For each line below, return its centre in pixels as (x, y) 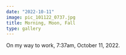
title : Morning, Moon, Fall (41, 23)
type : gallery (24, 28)
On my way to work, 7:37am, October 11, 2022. (63, 45)
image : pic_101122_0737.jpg (41, 17)
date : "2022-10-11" (30, 12)
